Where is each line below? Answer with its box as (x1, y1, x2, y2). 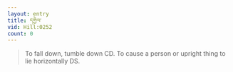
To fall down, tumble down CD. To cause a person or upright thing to (24, 49, 226, 58)
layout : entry (7, 10, 50, 18)
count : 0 (7, 30, 33, 37)
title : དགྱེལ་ (7, 17, 42, 24)
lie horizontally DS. (24, 57, 81, 66)
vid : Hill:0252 (7, 23, 53, 30)
